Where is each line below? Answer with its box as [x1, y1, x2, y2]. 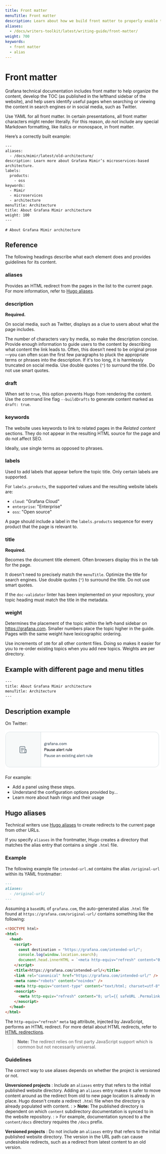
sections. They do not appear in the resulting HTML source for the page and [5, 430, 161, 436]
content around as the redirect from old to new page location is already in [5, 1093, 155, 1099]
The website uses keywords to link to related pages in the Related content [5, 425, 156, 431]
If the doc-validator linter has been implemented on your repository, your [5, 592, 155, 598]
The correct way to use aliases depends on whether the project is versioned [5, 1068, 161, 1073]
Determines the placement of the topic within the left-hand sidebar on [5, 620, 147, 626]
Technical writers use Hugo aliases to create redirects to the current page [5, 822, 156, 828]
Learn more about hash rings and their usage [12, 794, 105, 800]
